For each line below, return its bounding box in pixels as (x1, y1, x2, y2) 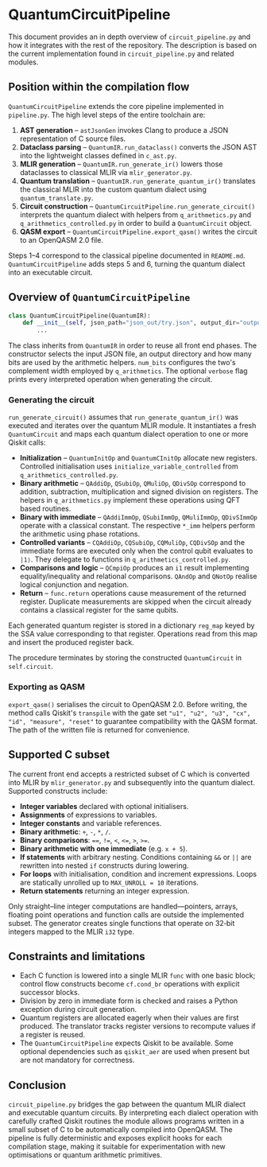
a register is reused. (19, 1030, 86, 1040)
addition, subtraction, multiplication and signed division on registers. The (19, 487, 258, 496)
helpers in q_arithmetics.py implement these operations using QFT (19, 496, 241, 505)
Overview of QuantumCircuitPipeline (8, 290, 191, 304)
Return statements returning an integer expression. (19, 885, 190, 896)
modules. (8, 57, 39, 67)
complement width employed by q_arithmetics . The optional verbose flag (8, 366, 248, 375)
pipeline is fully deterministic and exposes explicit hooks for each (8, 1134, 222, 1143)
